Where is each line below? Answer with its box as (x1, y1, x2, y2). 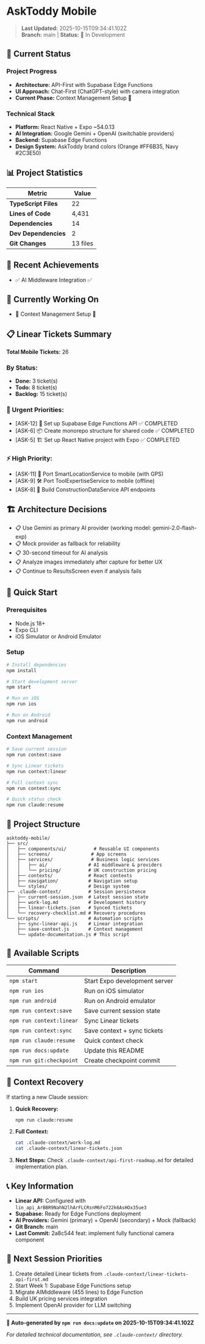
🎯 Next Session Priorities (6, 1253, 103, 1264)
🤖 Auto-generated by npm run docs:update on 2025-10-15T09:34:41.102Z (6, 1319, 194, 1326)
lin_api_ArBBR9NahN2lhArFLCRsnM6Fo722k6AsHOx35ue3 (15, 1204, 147, 1211)
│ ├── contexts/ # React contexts (6, 872, 132, 879)
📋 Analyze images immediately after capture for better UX (15, 558, 163, 566)
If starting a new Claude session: (6, 1093, 89, 1100)
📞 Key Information (6, 1181, 74, 1191)
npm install (6, 667, 37, 674)
